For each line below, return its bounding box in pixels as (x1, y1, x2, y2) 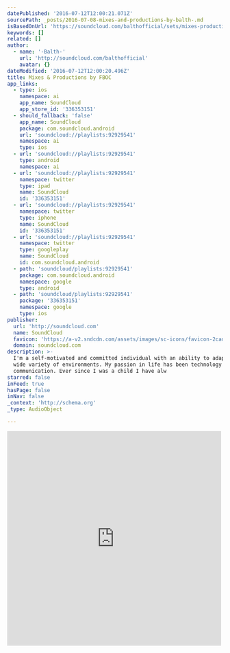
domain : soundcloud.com (13, 342, 81, 349)
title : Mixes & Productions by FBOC (7, 73, 112, 81)
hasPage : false (7, 387, 51, 393)
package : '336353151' (19, 297, 81, 304)
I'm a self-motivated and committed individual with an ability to (13, 355, 210, 362)
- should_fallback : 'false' (13, 112, 94, 119)
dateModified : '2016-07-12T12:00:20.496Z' (7, 67, 130, 74)
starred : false (7, 374, 51, 381)
